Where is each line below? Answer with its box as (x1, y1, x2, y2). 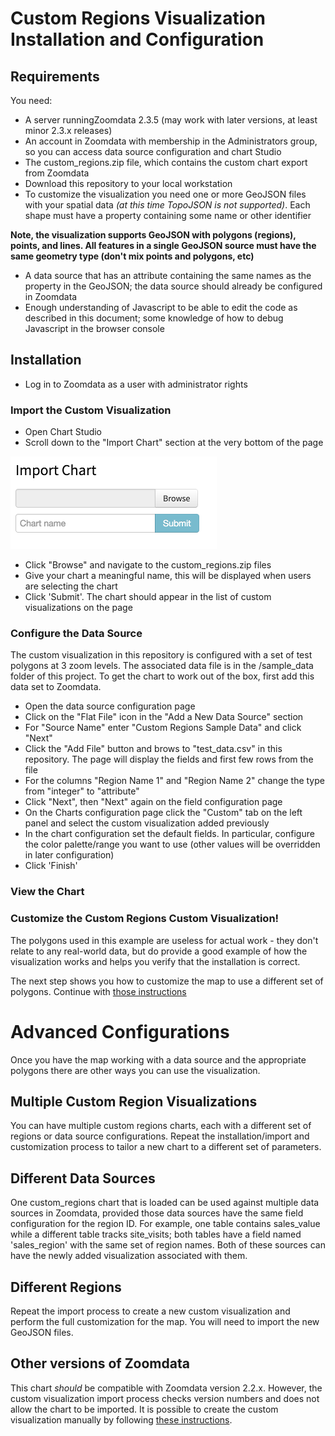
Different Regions (10, 1278, 122, 1296)
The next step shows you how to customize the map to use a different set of (10, 975, 324, 987)
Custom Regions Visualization (10, 7, 266, 30)
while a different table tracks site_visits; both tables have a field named (10, 1228, 302, 1241)
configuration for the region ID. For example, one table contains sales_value (10, 1218, 321, 1230)
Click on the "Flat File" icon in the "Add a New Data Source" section (24, 711, 304, 723)
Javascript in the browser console (24, 323, 165, 334)
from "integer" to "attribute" (24, 785, 140, 797)
